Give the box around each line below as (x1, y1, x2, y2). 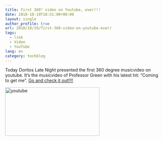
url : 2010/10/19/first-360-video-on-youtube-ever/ (5, 26, 112, 31)
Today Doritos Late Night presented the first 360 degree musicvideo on (5, 67, 151, 73)
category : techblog (5, 53, 46, 59)
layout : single (5, 16, 37, 21)
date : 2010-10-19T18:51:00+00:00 (5, 12, 74, 17)
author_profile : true (5, 21, 50, 26)
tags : (5, 30, 16, 35)
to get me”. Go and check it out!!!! (5, 77, 73, 83)
